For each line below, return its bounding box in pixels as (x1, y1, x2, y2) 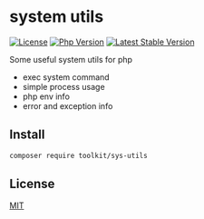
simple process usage (22, 81, 106, 92)
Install (9, 127, 45, 143)
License (9, 176, 55, 192)
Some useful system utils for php (9, 54, 133, 65)
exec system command (22, 71, 111, 83)
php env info (22, 91, 71, 102)
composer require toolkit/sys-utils (9, 151, 148, 160)
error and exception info (22, 100, 113, 111)
